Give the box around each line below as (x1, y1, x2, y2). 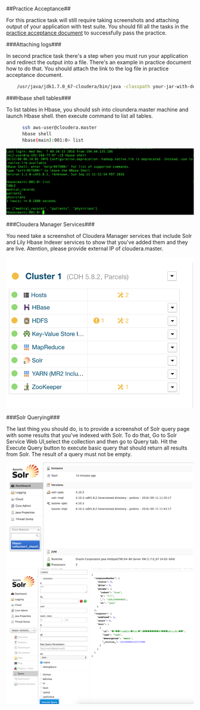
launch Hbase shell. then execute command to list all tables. (6, 112, 154, 119)
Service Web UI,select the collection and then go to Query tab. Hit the (6, 438, 177, 445)
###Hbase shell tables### (6, 94, 71, 101)
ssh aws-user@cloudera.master (21, 125, 97, 131)
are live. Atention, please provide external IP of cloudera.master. (6, 244, 164, 252)
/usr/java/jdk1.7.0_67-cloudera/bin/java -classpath (17, 83, 151, 89)
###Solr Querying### (6, 414, 60, 421)
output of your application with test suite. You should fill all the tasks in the (6, 23, 189, 30)
